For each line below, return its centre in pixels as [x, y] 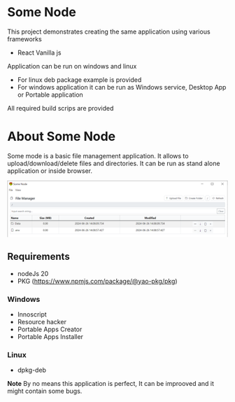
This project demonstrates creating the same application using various [109, 32]
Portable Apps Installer [50, 336]
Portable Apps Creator [50, 329]
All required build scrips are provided [60, 108]
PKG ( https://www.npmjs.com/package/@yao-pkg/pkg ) [97, 281]
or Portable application [50, 95]
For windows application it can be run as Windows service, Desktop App [122, 87]
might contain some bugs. [45, 391]
